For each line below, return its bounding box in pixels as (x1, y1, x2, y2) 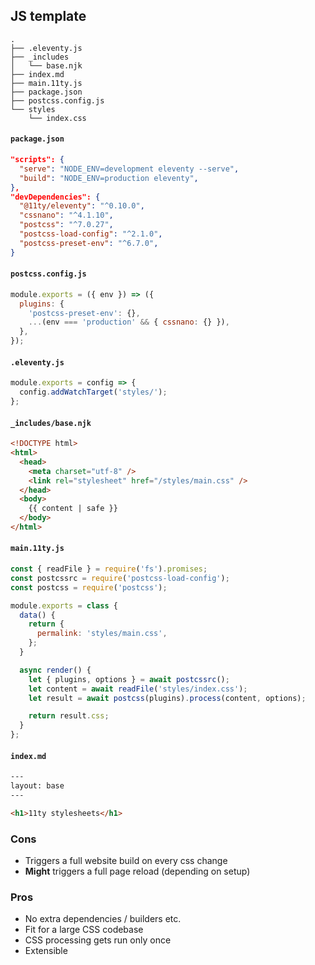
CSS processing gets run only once (24, 934, 172, 946)
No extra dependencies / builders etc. (24, 913, 182, 925)
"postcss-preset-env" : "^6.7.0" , (19, 238, 159, 248)
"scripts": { (10, 155, 65, 165)
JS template (10, 8, 87, 25)
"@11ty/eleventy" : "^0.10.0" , (19, 201, 145, 211)
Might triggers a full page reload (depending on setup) (24, 865, 251, 878)
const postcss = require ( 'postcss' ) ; (10, 582, 168, 593)
